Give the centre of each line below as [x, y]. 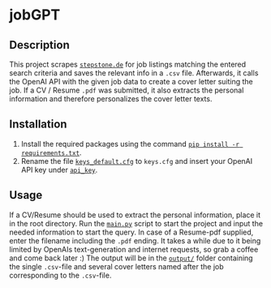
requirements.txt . [51, 153]
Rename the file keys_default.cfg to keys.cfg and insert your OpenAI [137, 161]
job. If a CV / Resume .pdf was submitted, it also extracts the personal [127, 90]
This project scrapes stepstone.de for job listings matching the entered [128, 64]
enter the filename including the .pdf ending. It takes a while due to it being [135, 240]
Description [39, 45]
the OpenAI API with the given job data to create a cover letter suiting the [131, 82]
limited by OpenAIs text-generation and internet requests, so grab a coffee [134, 249]
